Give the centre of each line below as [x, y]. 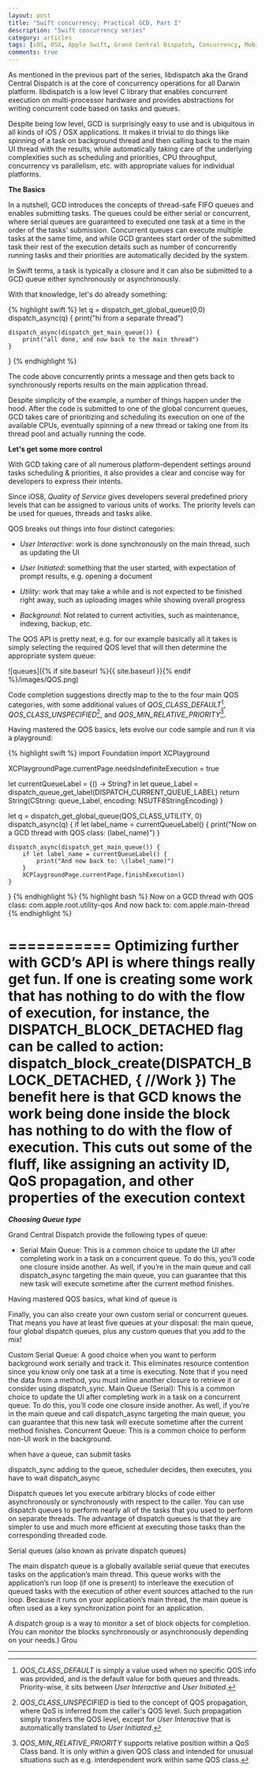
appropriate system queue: [52, 656]
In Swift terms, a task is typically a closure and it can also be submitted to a [131, 271]
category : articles [40, 38]
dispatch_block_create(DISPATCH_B [130, 1063]
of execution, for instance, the [109, 1013]
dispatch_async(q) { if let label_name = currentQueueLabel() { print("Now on [132, 824]
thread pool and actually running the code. [77, 434]
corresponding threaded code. [58, 1535]
